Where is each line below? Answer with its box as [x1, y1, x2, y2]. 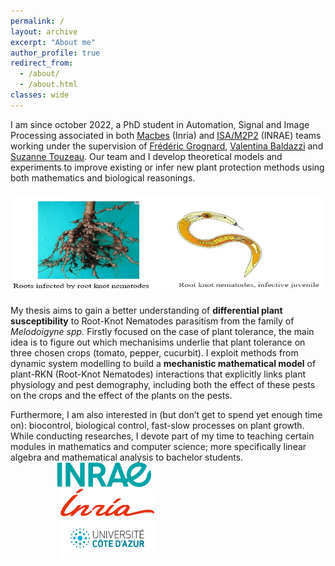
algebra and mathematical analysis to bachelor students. [10, 451, 244, 463]
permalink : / [10, 16, 65, 26]
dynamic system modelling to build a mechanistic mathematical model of [10, 357, 317, 369]
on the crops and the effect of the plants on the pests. [10, 389, 233, 401]
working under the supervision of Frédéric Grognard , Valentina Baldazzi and [10, 140, 324, 152]
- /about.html [19, 80, 78, 90]
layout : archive [10, 26, 78, 37]
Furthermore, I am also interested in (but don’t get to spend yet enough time [10, 408, 323, 420]
